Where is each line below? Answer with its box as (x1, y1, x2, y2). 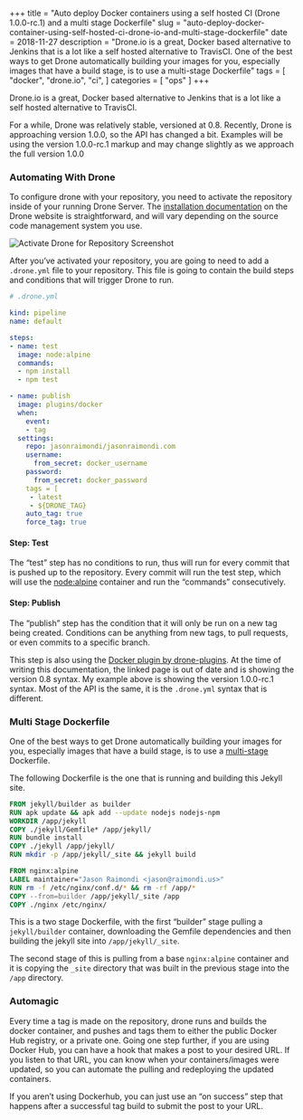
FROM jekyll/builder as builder (9, 800, 131, 809)
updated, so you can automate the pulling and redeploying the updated (9, 1063, 274, 1075)
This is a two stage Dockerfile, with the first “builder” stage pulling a (9, 916, 263, 927)
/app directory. (9, 973, 64, 983)
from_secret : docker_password (33, 475, 147, 485)
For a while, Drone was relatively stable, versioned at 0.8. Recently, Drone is (9, 119, 292, 130)
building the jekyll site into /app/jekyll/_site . (9, 935, 180, 946)
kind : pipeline (9, 308, 67, 318)
